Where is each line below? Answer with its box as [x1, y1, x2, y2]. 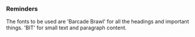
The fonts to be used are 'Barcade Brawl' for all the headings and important [6, 18, 190, 25]
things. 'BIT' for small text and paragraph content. [6, 24, 127, 31]
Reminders [6, 5, 38, 13]
